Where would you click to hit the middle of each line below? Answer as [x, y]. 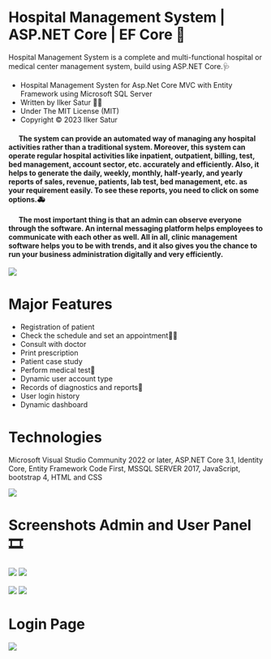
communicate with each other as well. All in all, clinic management [123, 236]
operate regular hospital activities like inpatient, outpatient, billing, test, [132, 155]
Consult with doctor [53, 345]
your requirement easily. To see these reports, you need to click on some [134, 190]
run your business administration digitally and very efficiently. [116, 254]
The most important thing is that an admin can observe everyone [130, 219]
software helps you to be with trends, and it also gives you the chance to [133, 245]
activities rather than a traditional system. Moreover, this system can [127, 147]
